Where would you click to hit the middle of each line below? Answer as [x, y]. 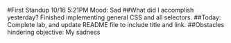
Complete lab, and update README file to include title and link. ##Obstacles [116, 25]
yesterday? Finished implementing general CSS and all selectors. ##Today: [114, 17]
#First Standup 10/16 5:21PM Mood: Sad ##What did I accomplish [101, 10]
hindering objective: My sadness [54, 32]
